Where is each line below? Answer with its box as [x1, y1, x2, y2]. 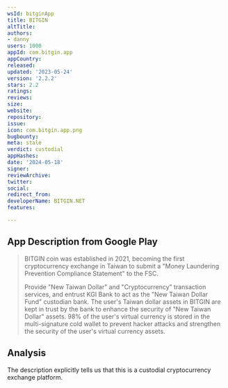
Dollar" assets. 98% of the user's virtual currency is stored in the [24, 312, 211, 321]
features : [7, 204, 36, 211]
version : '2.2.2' [7, 74, 58, 82]
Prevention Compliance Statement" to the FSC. [24, 269, 158, 277]
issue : [7, 120, 26, 127]
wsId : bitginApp [7, 10, 54, 17]
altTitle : [7, 23, 36, 30]
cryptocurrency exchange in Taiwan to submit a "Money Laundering [24, 261, 220, 270]
